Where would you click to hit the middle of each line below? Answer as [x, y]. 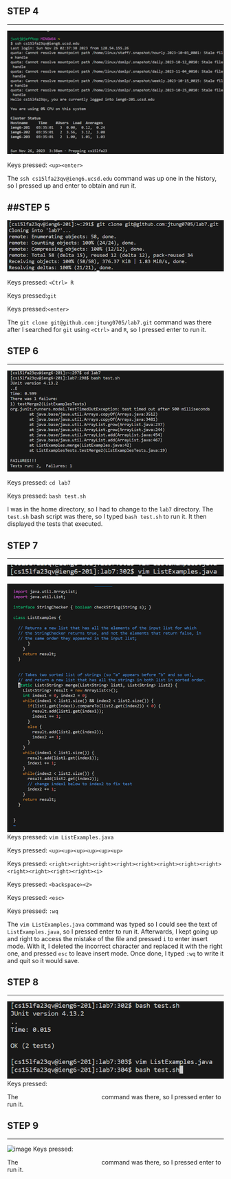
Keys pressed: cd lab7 [39, 483]
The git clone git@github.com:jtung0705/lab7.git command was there [109, 322]
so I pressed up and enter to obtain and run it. [72, 186]
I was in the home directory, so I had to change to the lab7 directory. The [110, 509]
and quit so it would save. [43, 960]
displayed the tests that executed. [55, 524]
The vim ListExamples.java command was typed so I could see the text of [112, 924]
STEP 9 [23, 1126]
